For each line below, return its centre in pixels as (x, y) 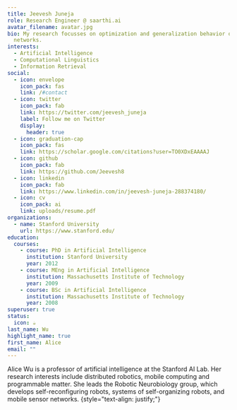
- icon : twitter (37, 100)
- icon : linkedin (39, 178)
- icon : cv (30, 198)
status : (19, 316)
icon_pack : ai (41, 205)
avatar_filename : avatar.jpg (50, 27)
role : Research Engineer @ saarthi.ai (64, 20)
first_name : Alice (34, 342)
